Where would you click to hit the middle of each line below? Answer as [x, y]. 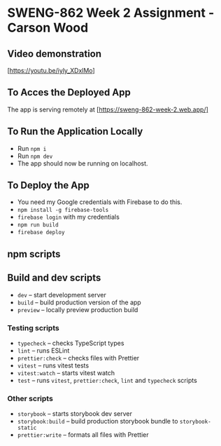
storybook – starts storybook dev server [75, 414]
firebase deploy [41, 233]
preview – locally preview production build [78, 309]
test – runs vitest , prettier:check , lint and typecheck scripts [107, 380]
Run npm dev [35, 156]
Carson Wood [48, 28]
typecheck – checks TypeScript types [71, 343]
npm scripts [34, 254]
